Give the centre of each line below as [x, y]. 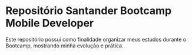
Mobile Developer [50, 23]
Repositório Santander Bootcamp [89, 11]
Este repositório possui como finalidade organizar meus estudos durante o [96, 39]
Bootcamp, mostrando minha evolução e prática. [64, 46]
